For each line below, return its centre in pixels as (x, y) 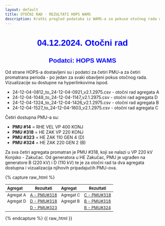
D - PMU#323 (44, 208)
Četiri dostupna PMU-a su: (32, 117)
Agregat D (17, 201)
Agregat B (70, 201)
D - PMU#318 (44, 201)
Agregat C (70, 195)
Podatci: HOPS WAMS (82, 60)
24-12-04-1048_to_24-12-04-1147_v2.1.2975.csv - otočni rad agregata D (85, 97)
